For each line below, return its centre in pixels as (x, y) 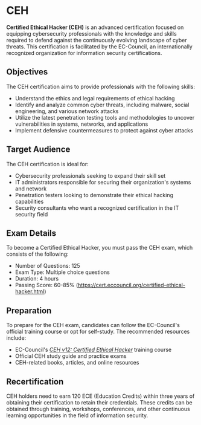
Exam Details (31, 233)
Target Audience (38, 150)
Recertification (35, 381)
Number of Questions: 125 (47, 266)
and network (31, 189)
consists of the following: (37, 254)
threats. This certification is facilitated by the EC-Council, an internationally (100, 47)
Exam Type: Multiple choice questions (62, 272)
